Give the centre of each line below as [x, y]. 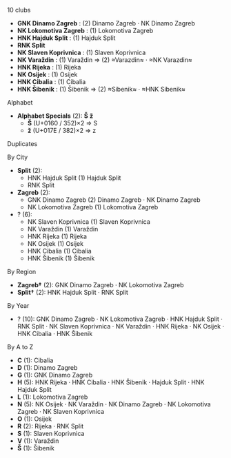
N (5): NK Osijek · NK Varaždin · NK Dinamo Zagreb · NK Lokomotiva [114, 404]
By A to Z [20, 347]
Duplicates [22, 144]
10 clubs [19, 10]
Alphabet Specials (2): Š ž [55, 116]
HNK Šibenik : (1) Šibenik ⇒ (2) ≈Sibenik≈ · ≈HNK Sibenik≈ [101, 89]
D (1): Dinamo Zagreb [47, 367]
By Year [18, 305]
